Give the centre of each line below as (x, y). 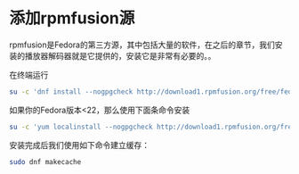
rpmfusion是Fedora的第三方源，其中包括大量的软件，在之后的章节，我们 (142, 45)
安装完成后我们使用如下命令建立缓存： (79, 145)
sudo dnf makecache (45, 162)
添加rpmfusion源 (72, 18)
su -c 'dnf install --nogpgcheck (71, 91)
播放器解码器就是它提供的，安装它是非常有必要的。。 (120, 55)
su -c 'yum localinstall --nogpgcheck (81, 127)
